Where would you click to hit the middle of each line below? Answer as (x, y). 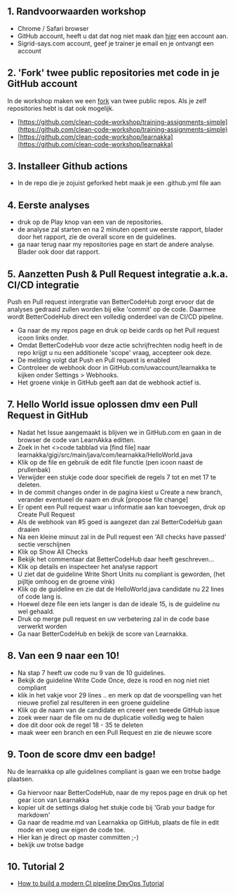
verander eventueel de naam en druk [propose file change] (103, 499)
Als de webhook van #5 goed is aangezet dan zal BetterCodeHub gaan (120, 521)
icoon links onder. (43, 338)
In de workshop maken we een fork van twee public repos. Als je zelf (107, 100)
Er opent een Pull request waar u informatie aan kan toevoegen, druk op (121, 507)
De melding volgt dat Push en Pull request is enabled (94, 360)
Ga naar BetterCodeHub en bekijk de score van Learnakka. (102, 634)
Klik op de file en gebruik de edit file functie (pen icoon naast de (110, 462)
